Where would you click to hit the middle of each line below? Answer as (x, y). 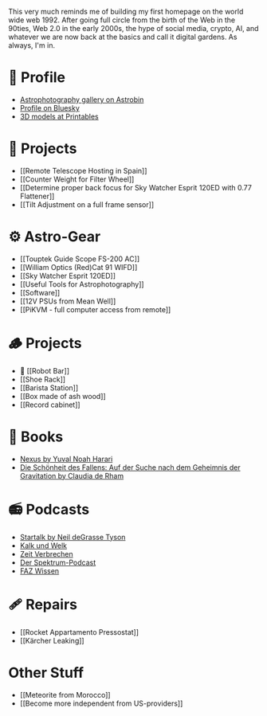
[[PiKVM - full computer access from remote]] (95, 309)
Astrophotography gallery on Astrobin (82, 100)
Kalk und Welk (43, 546)
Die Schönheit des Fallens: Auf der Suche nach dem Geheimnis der (130, 467)
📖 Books (36, 436)
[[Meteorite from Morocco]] (65, 694)
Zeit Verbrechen (46, 554)
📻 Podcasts (49, 509)
